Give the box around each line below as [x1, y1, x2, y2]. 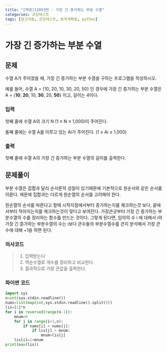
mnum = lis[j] [40, 333, 66, 338]
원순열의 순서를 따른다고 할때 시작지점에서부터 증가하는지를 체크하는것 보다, [5, 202, 152, 208]
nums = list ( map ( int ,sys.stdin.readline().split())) [5, 300, 113, 305]
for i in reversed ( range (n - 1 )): [5, 309, 72, 314]
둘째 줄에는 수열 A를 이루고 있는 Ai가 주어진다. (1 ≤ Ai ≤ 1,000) [5, 128, 127, 135]
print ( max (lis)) [5, 342, 39, 347]
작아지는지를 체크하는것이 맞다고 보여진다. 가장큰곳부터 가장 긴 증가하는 [18, 208, 157, 214]
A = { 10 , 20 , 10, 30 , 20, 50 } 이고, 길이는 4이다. [5, 92, 99, 98]
